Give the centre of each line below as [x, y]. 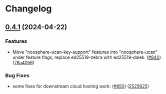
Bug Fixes [17, 75]
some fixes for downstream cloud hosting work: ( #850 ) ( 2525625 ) [80, 86]
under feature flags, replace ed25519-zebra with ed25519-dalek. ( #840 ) [87, 57]
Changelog [28, 9]
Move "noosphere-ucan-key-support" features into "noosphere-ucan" [85, 52]
